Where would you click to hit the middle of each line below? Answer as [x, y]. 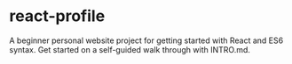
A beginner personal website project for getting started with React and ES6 [146, 40]
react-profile [57, 16]
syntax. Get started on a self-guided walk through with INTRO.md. [130, 49]
